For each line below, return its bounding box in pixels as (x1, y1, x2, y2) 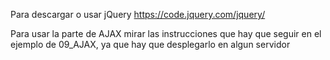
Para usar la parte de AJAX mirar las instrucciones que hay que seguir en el (10, 28, 322, 39)
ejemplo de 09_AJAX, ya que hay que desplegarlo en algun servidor (10, 39, 291, 50)
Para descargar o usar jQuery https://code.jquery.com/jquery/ (10, 9, 266, 20)
